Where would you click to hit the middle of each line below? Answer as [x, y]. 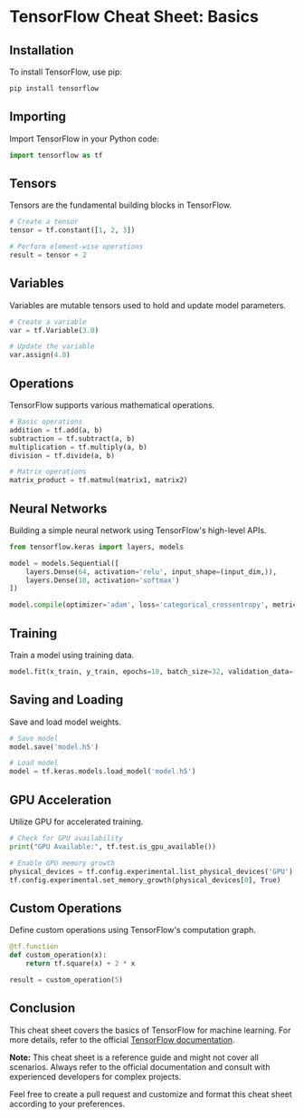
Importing [38, 117]
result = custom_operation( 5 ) [66, 980]
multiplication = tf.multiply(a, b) [78, 447]
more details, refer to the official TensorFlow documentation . [122, 1039]
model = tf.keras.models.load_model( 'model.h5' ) [103, 772]
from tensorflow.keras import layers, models [96, 547]
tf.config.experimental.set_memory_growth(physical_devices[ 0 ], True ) [145, 880]
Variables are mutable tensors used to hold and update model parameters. [148, 305]
